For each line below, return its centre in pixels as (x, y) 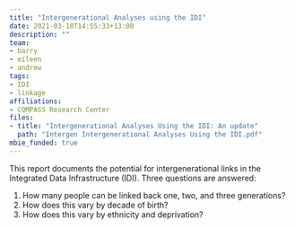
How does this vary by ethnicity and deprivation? (113, 214)
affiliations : (36, 101)
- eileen (26, 59)
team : (19, 43)
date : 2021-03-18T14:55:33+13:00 (72, 26)
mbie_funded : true (43, 143)
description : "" (39, 34)
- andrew (26, 68)
